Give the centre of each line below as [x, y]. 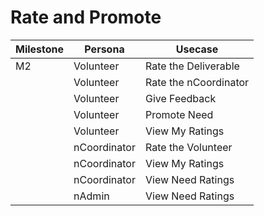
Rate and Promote [86, 17]
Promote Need [179, 114]
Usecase [197, 49]
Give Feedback [180, 98]
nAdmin [91, 196]
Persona [104, 49]
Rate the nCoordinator [197, 82]
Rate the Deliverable [192, 66]
